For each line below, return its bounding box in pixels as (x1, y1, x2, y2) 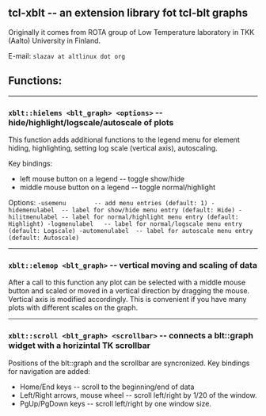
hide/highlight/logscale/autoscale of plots (8, 116, 174, 128)
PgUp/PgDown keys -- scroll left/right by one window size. (19, 399, 212, 408)
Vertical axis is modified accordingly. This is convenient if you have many (8, 295, 247, 304)
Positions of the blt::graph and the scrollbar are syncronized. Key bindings (8, 358, 250, 368)
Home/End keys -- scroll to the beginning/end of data (19, 382, 195, 391)
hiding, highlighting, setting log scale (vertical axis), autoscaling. (8, 143, 218, 153)
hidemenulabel (8, 206, 55, 214)
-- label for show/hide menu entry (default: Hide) (61, 206, 236, 214)
